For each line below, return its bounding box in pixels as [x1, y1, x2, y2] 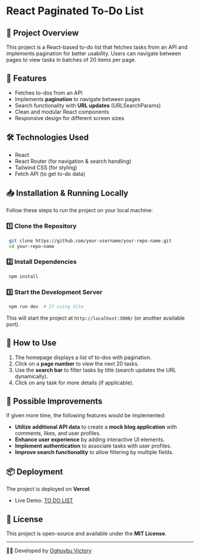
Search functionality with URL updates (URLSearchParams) [14, 102, 161, 109]
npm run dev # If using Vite [8, 303, 84, 310]
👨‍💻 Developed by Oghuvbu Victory [6, 547, 92, 554]
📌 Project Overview [6, 28, 79, 38]
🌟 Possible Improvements [6, 397, 103, 407]
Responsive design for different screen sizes [14, 114, 124, 121]
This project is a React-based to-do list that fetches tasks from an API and [6, 43, 188, 51]
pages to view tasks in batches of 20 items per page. [6, 56, 136, 63]
